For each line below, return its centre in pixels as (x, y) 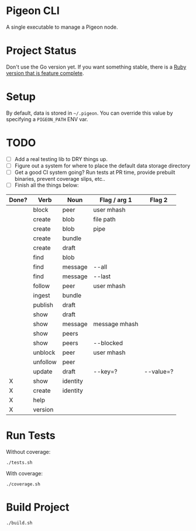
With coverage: (24, 473)
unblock (44, 352)
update (43, 371)
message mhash (116, 324)
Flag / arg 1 (116, 200)
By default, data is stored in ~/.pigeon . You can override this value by (90, 113)
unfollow (45, 362)
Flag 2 (159, 200)
